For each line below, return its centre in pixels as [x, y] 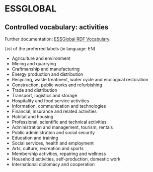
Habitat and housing [33, 117]
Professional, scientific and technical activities [59, 122]
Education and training [35, 138]
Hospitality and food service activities [50, 101]
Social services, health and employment [53, 143]
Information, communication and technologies [59, 106]
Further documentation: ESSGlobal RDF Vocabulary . [58, 39]
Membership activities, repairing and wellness [59, 154]
